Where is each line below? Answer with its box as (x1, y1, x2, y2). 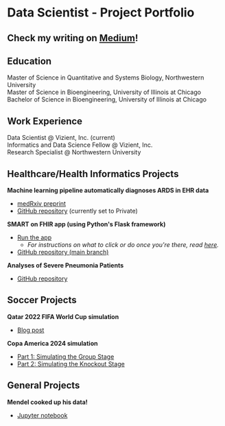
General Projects (7, 379, 80, 392)
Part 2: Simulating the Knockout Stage (16, 359, 125, 368)
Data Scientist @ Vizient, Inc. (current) (7, 134, 115, 142)
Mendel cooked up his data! (7, 398, 88, 406)
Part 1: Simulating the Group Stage (16, 352, 115, 361)
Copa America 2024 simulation (7, 339, 98, 347)
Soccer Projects (7, 294, 77, 306)
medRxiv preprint (16, 200, 67, 208)
